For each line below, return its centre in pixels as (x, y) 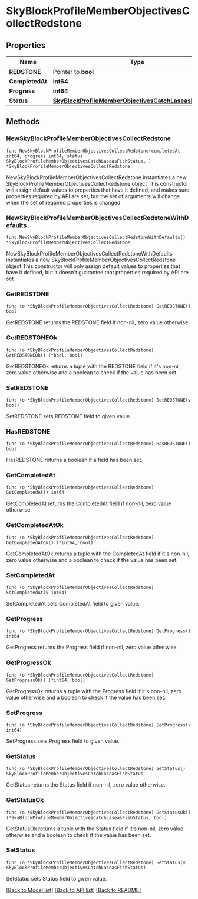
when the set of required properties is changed (63, 202)
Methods (23, 122)
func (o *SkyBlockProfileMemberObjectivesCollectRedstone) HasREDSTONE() (99, 444)
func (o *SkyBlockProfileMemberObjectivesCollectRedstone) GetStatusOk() (99, 812)
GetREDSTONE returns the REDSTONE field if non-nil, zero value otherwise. (98, 322)
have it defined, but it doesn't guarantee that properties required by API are (97, 272)
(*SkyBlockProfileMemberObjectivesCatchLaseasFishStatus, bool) (87, 817)
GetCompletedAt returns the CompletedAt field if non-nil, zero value (89, 503)
